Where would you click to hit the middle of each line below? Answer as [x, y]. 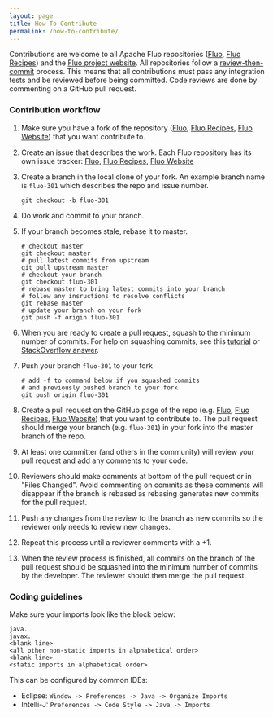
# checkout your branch [61, 275]
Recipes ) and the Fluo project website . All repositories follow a [114, 63]
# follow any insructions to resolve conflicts [103, 296]
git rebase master [52, 303]
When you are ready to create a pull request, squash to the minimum [136, 332]
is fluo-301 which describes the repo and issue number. [115, 185]
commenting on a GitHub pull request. [73, 89]
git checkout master [56, 253]
